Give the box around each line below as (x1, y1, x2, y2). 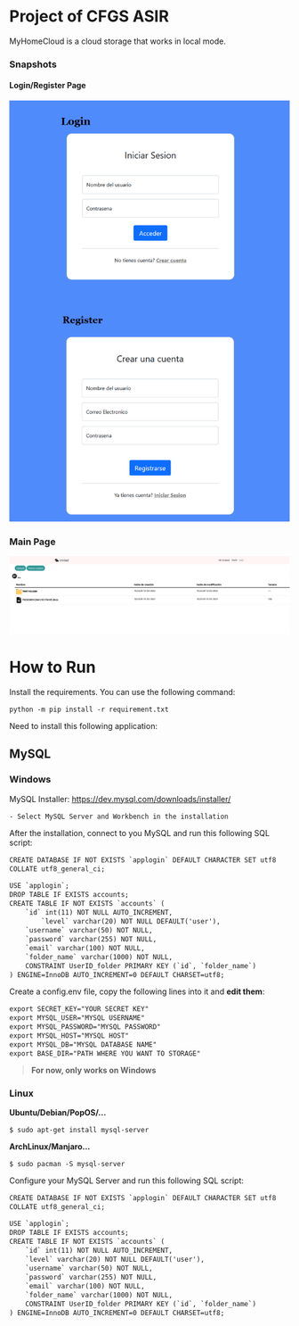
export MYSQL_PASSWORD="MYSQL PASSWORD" (9, 1022, 162, 1032)
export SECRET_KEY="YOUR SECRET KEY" (9, 1004, 149, 1014)
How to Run (9, 658, 96, 677)
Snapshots (9, 58, 58, 70)
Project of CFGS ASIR (9, 6, 169, 27)
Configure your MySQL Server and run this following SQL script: (9, 1175, 245, 1186)
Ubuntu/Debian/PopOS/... (9, 1107, 107, 1118)
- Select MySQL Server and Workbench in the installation (9, 812, 229, 821)
